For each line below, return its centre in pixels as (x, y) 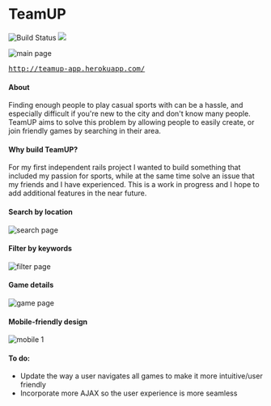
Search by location (40, 212)
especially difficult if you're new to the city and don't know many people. (129, 113)
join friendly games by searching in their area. (85, 131)
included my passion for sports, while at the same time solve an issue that (131, 176)
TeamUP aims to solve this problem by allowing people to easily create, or (131, 122)
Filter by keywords (40, 249)
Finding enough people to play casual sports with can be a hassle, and (126, 105)
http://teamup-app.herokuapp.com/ (77, 68)
